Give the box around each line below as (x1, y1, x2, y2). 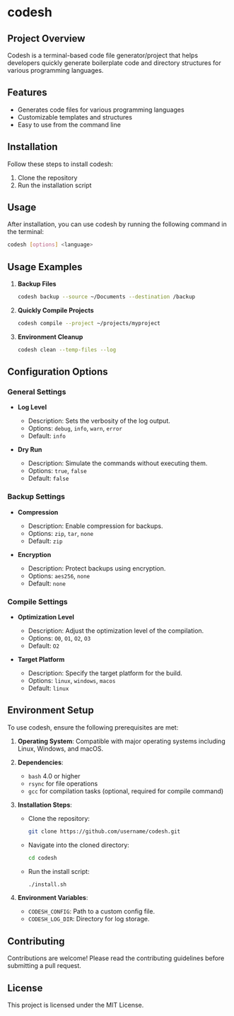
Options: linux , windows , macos (28, 677, 116, 685)
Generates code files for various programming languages (17, 105, 185, 114)
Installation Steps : (17, 800, 73, 809)
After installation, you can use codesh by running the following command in (7, 220, 228, 228)
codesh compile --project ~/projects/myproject (17, 320, 160, 327)
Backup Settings (7, 492, 66, 502)
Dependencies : (17, 758, 64, 766)
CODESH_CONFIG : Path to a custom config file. (28, 907, 156, 916)
